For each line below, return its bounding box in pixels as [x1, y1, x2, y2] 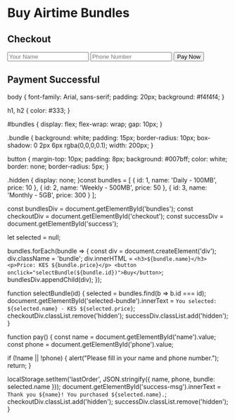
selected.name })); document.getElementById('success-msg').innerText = [7, 382, 222, 390]
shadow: [7, 141, 32, 149]
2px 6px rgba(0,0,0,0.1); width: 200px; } [39, 141, 154, 149]
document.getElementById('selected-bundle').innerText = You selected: [7, 296, 217, 304]
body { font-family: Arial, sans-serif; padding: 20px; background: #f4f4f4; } [7, 92, 225, 101]
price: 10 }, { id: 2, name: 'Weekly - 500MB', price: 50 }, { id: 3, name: [7, 183, 208, 192]
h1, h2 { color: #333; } [7, 106, 70, 114]
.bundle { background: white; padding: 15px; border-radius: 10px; [7, 133, 196, 142]
